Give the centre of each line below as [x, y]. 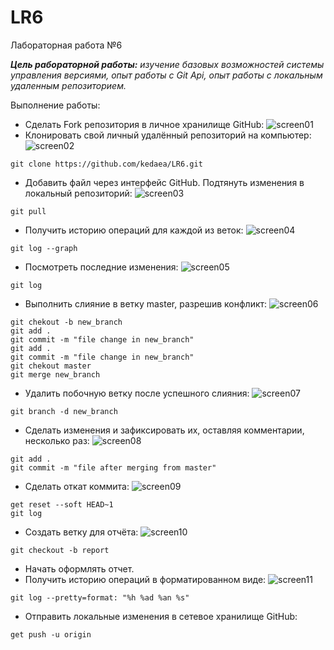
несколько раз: [57, 440]
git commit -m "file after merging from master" [113, 467]
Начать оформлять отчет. [79, 568]
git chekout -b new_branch [66, 322]
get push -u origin [51, 634]
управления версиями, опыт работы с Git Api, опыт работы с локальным [166, 75]
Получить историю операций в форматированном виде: [145, 579]
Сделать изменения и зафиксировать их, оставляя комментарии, [164, 430]
